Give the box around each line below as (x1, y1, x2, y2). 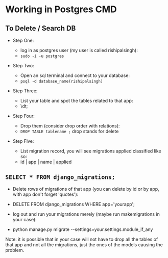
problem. (5, 247, 25, 253)
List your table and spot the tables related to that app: (20, 98, 133, 104)
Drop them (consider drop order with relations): (20, 123, 120, 128)
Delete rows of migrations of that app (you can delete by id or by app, (12, 186, 159, 192)
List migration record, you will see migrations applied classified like (20, 148, 162, 154)
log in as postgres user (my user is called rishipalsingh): (20, 47, 138, 53)
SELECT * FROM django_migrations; (5, 173, 115, 181)
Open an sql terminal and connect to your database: (20, 72, 130, 79)
